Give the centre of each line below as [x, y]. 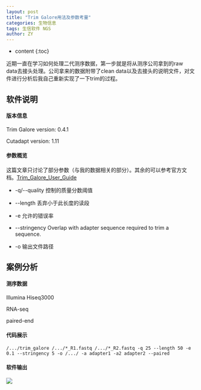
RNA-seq [17, 309]
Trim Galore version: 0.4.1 [37, 129]
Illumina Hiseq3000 [30, 297]
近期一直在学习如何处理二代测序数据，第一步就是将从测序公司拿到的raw [95, 64]
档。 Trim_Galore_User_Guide [42, 177]
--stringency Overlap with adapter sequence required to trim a [92, 227]
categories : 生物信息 [31, 23]
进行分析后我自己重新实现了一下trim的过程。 [66, 79]
